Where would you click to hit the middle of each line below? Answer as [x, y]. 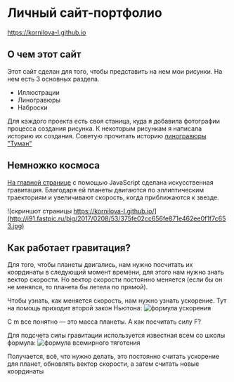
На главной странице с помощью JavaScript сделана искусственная [110, 182]
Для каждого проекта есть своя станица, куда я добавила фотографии [113, 121]
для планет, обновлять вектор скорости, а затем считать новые [103, 364]
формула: [22, 343]
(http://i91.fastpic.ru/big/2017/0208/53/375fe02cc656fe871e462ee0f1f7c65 [117, 218]
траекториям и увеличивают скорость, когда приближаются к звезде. [113, 197]
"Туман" [20, 143]
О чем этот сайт [44, 54]
